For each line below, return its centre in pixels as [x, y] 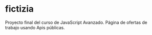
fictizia [20, 9]
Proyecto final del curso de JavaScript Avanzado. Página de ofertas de [76, 22]
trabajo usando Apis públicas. [35, 27]
